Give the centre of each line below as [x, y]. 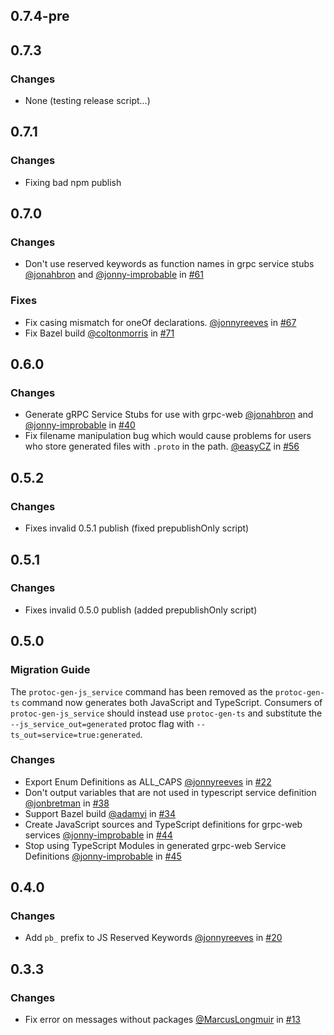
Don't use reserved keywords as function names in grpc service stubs [169, 264]
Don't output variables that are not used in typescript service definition [170, 792]
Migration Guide [50, 670]
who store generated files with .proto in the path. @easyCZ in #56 [162, 446]
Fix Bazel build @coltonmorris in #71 [99, 333]
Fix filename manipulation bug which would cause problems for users [168, 436]
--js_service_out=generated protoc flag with [102, 723]
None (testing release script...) [87, 101]
